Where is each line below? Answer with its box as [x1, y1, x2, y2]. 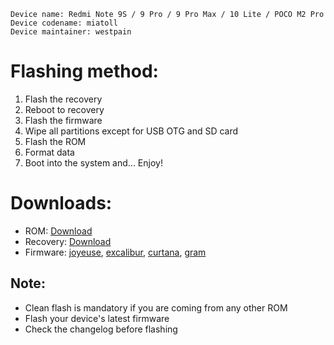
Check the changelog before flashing [24, 323, 178, 335]
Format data [24, 146, 75, 158]
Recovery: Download [24, 235, 112, 247]
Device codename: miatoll [10, 18, 118, 28]
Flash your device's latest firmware [24, 312, 170, 324]
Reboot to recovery [24, 103, 105, 115]
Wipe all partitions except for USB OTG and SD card [24, 125, 239, 137]
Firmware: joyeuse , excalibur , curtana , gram [24, 246, 207, 258]
